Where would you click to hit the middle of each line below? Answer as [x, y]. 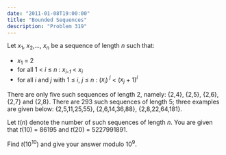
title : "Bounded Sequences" [47, 20]
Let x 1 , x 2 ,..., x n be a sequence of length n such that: [81, 47]
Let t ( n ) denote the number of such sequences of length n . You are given [110, 122]
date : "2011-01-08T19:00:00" [49, 13]
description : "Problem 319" [47, 26]
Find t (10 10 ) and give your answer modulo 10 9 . [72, 143]
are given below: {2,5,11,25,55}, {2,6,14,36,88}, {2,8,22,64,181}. [95, 109]
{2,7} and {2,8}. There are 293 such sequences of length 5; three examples [113, 102]
